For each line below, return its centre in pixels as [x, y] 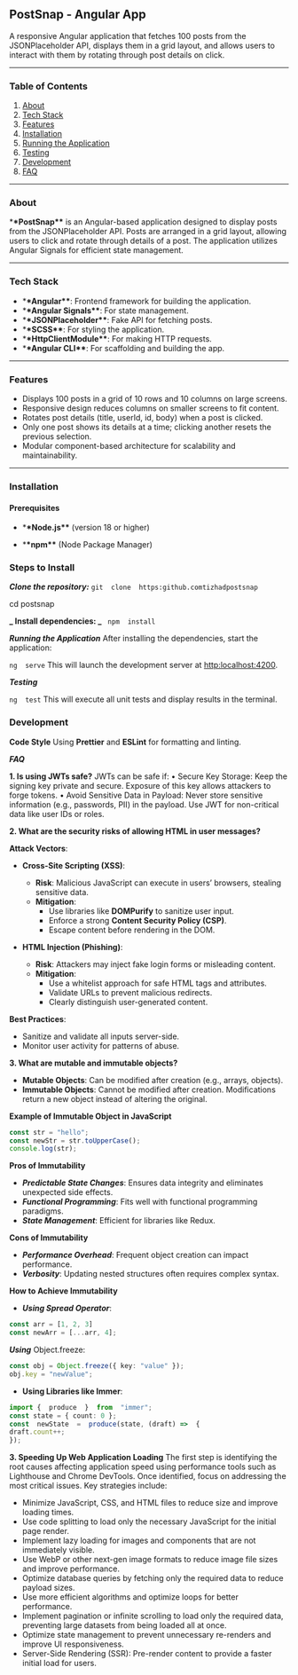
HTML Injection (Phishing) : [72, 947]
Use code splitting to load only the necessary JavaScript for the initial [149, 1522]
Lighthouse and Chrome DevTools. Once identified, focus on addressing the [148, 1476]
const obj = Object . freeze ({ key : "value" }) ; [97, 1366]
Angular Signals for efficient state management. [96, 250]
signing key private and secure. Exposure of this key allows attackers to [140, 785]
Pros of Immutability [47, 1166]
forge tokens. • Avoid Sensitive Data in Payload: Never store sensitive [136, 795]
